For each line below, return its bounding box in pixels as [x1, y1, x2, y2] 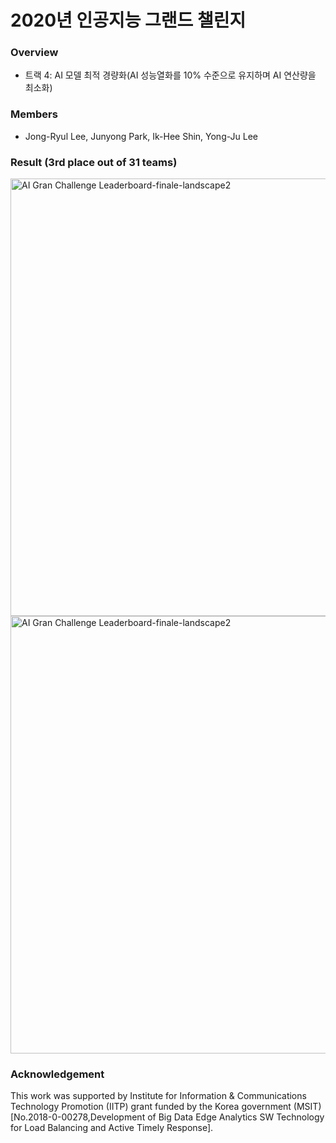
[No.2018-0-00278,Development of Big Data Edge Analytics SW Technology [10, 1111, 325, 1123]
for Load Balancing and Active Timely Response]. [10, 1122, 214, 1134]
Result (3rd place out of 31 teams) [10, 155, 178, 169]
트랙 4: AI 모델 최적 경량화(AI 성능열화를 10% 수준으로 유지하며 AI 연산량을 [24, 69, 317, 81]
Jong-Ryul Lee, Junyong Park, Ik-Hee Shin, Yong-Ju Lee [24, 130, 258, 142]
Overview [10, 46, 59, 60]
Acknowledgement [10, 1067, 105, 1081]
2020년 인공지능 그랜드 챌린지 [10, 9, 247, 32]
